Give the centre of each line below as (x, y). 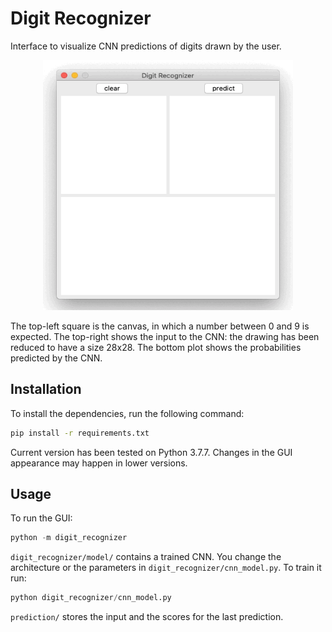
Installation (46, 389)
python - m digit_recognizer (69, 538)
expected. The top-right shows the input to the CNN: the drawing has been (165, 336)
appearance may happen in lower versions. (99, 463)
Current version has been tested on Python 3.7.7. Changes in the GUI (151, 452)
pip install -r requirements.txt (80, 433)
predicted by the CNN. (56, 358)
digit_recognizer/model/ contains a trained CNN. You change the (146, 557)
